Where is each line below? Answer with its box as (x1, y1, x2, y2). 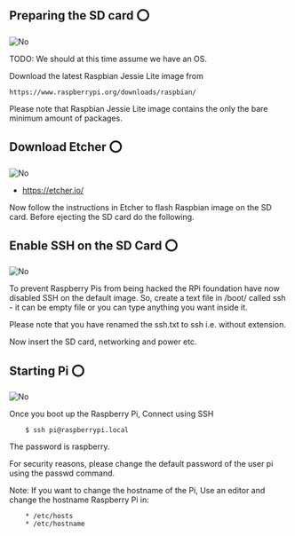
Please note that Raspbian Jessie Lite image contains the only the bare (9, 103, 268, 114)
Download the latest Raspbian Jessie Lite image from (9, 70, 204, 81)
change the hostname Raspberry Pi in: (9, 494, 149, 505)
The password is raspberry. (9, 441, 110, 452)
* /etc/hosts (25, 512, 74, 521)
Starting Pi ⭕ (9, 363, 85, 378)
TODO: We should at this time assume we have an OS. (9, 53, 207, 64)
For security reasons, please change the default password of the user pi (9, 459, 274, 469)
